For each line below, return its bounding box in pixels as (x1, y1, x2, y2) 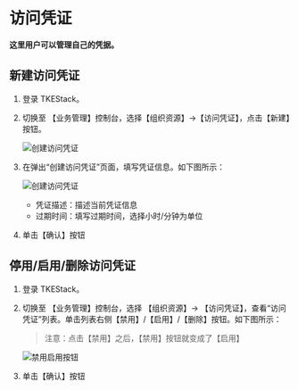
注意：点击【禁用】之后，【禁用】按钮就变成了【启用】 (44, 332, 244, 344)
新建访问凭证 (9, 68, 80, 83)
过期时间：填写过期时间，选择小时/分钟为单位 (35, 211, 203, 221)
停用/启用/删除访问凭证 (9, 258, 137, 273)
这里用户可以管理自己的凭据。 (9, 39, 119, 50)
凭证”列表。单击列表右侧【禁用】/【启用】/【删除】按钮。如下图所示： (21, 313, 283, 324)
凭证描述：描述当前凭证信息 (35, 199, 138, 210)
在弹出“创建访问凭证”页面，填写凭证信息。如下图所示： (21, 162, 226, 172)
